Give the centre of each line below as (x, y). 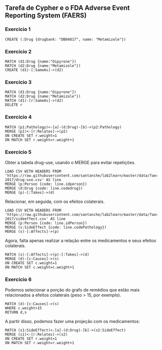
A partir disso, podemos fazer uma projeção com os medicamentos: (73, 321)
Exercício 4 (19, 117)
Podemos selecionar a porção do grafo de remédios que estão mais (72, 290)
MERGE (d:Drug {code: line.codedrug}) (44, 188)
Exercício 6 (18, 279)
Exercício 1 (18, 30)
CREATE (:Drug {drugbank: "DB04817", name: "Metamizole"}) (66, 39)
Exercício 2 (18, 51)
